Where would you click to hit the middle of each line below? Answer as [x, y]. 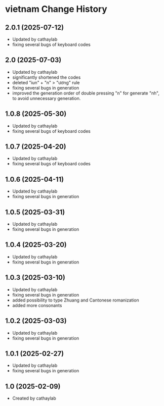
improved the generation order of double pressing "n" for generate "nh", [86, 93]
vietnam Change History [56, 9]
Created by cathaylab [34, 398]
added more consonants [37, 305]
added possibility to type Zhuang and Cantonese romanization [76, 300]
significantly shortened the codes [46, 77]
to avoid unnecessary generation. [46, 98]
